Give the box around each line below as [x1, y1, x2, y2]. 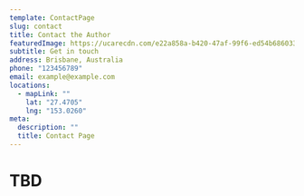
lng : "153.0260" [25, 106, 88, 115]
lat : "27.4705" [25, 97, 83, 107]
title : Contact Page [17, 132, 95, 141]
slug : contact [9, 22, 63, 31]
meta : [9, 114, 30, 123]
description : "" [17, 123, 79, 132]
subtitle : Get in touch [9, 47, 100, 56]
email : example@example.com [9, 73, 116, 82]
